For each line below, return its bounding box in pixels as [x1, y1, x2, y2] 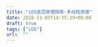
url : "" [6, 32, 29, 38]
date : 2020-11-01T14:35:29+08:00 [6, 15, 92, 21]
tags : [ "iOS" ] [6, 26, 43, 32]
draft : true [6, 20, 37, 26]
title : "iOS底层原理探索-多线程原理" [6, 9, 92, 15]
